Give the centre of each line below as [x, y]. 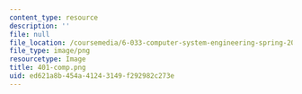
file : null [30, 34]
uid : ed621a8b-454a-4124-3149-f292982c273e [92, 76]
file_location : [38, 43]
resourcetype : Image [48, 59]
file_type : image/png [50, 51]
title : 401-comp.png [48, 68]
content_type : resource [54, 17]
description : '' [40, 26]
